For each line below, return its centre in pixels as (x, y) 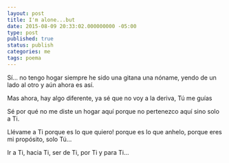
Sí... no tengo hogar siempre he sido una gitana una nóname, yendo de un (112, 77)
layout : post (26, 13)
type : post (23, 33)
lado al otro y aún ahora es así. (51, 85)
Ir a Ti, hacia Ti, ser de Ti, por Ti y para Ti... (68, 152)
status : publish (30, 45)
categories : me (29, 52)
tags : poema (24, 58)
